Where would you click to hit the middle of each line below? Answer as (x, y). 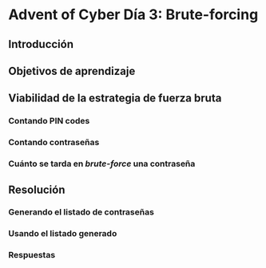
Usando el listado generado (63, 234)
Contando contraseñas (54, 143)
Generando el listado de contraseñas (81, 212)
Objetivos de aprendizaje (72, 71)
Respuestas (32, 255)
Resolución (37, 189)
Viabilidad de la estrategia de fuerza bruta (115, 99)
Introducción (41, 44)
